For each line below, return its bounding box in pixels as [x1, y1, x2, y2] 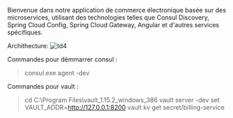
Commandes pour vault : [7, 82, 79, 90]
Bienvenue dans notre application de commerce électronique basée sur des [7, 6, 227, 14]
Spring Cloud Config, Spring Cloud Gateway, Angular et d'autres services [7, 21, 220, 29]
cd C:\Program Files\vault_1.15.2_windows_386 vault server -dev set [24, 96, 220, 104]
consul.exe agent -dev [24, 69, 90, 77]
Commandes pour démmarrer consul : [7, 55, 118, 64]
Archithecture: [7, 42, 49, 50]
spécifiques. [7, 28, 44, 36]
